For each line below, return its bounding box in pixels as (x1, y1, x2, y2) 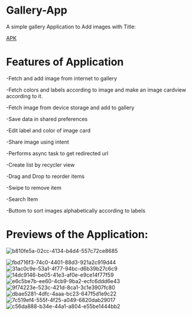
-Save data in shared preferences (6, 115, 88, 122)
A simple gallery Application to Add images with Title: (6, 23, 136, 30)
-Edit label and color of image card (6, 126, 90, 134)
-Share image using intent (6, 138, 69, 145)
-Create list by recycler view (6, 161, 75, 168)
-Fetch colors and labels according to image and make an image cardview (6, 86, 186, 93)
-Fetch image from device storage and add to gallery (6, 104, 135, 111)
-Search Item (6, 196, 38, 203)
